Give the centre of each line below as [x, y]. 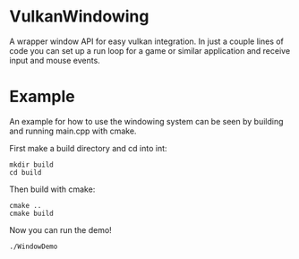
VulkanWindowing [79, 17]
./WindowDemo [34, 246]
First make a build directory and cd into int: [88, 148]
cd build [26, 172]
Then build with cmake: [52, 189]
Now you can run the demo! [60, 229]
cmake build [31, 213]
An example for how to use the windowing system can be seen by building [146, 121]
